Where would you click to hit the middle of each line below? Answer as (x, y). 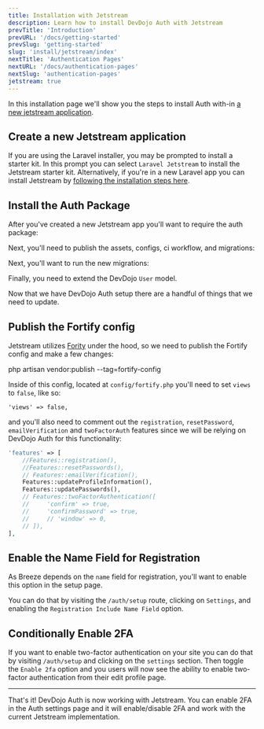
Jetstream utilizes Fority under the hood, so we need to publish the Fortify (128, 345)
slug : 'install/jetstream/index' (63, 52)
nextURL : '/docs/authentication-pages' (73, 67)
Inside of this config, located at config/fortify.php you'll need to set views (130, 384)
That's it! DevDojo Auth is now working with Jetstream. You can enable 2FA (130, 700)
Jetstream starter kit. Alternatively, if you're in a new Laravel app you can (126, 172)
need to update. (34, 302)
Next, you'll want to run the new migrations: (79, 263)
